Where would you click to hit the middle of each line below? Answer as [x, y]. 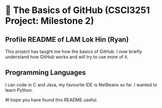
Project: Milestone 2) [50, 21]
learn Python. [19, 90]
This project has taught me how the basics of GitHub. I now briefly [74, 51]
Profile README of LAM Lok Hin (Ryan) [67, 39]
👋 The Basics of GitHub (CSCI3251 [78, 10]
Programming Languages [46, 73]
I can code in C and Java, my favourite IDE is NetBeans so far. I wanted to [81, 84]
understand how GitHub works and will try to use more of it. [67, 57]
